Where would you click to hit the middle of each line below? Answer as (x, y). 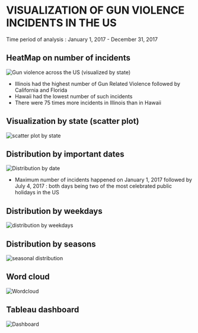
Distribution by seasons (51, 244)
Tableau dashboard (43, 310)
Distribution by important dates (65, 154)
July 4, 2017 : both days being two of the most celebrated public (93, 186)
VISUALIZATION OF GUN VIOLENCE (95, 10)
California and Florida (41, 90)
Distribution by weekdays (54, 211)
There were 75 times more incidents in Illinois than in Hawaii (88, 103)
